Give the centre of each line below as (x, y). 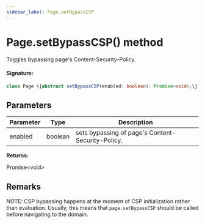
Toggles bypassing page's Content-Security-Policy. (71, 59)
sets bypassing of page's (111, 133)
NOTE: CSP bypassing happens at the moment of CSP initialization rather (98, 201)
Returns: (18, 155)
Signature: (20, 73)
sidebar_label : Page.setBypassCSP (50, 12)
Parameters (29, 106)
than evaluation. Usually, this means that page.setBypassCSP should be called (103, 208)
